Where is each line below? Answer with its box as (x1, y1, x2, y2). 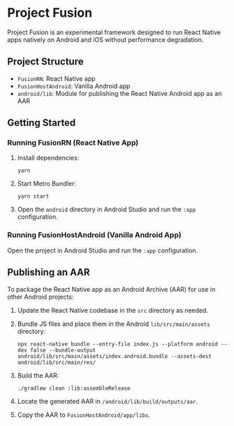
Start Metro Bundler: (17, 180, 77, 188)
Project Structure (7, 56, 84, 68)
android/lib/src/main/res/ (17, 359, 96, 366)
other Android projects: (7, 292, 74, 301)
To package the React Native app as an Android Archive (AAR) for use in (7, 285, 216, 293)
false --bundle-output (30, 346, 96, 354)
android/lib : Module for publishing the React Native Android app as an (17, 89, 222, 97)
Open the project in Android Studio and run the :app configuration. (7, 246, 198, 255)
